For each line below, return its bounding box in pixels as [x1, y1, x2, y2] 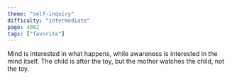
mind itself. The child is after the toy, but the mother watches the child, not [7, 57, 225, 66]
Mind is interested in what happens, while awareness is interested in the [7, 50, 218, 58]
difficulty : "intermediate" [7, 17, 91, 24]
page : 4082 [7, 23, 40, 30]
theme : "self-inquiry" [7, 10, 74, 18]
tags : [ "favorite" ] [7, 30, 65, 38]
